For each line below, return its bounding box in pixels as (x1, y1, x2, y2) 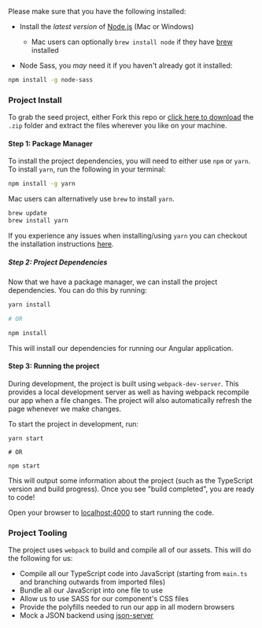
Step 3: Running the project (8, 361, 100, 371)
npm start (8, 462, 41, 470)
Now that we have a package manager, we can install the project (8, 277, 218, 286)
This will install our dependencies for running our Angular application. (8, 343, 234, 353)
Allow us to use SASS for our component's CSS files (19, 594, 189, 604)
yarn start (8, 434, 44, 442)
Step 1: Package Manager (8, 139, 93, 148)
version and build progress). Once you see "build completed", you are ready (8, 484, 255, 493)
